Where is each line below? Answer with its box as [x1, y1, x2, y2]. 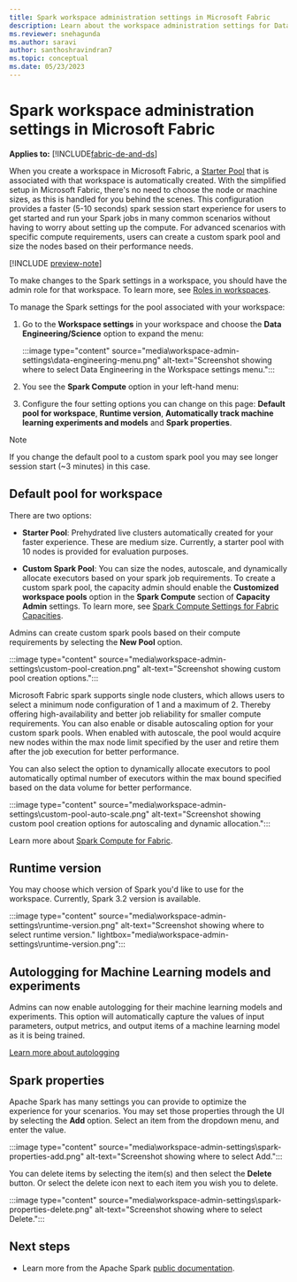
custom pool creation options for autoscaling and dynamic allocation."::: [9, 818, 271, 828]
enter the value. [9, 1125, 66, 1135]
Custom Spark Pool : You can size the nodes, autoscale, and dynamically [21, 563, 287, 573]
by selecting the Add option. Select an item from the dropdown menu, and [9, 1116, 280, 1126]
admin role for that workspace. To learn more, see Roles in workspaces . [9, 284, 271, 295]
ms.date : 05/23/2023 [9, 63, 86, 72]
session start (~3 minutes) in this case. [9, 461, 151, 472]
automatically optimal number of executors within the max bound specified [9, 772, 282, 783]
